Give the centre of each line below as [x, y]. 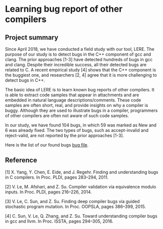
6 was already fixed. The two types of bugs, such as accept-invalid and [77, 130]
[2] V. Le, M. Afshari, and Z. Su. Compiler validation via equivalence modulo [81, 187]
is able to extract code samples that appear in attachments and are [72, 95]
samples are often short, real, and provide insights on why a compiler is [77, 105]
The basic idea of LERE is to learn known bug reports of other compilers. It [80, 90]
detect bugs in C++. [25, 80]
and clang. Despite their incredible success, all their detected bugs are [76, 65]
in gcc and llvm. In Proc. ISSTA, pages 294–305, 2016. [59, 221]
